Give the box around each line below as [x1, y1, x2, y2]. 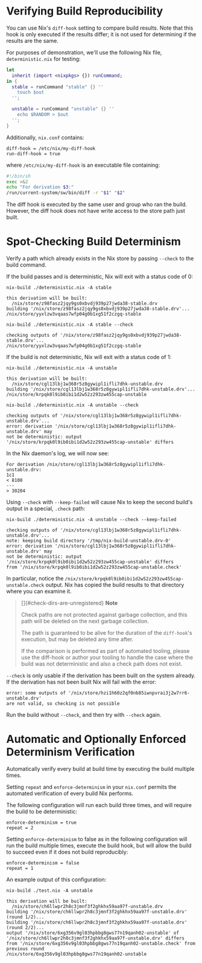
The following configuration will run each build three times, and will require [6, 802, 192, 809]
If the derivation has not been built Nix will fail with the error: [6, 678, 157, 686]
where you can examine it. [6, 588, 72, 595]
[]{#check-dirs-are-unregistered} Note [21, 600, 118, 607]
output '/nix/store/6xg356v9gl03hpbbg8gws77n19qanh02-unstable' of [6, 930, 180, 936]
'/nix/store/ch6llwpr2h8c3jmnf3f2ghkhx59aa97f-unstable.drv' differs [6, 935, 185, 941]
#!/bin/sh [6, 173, 31, 179]
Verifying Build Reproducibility [6, 4, 163, 18]
